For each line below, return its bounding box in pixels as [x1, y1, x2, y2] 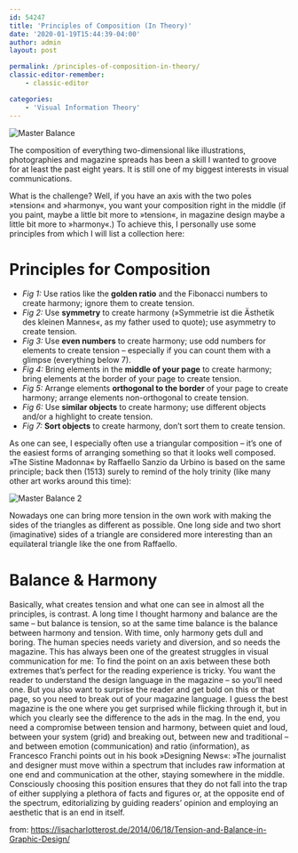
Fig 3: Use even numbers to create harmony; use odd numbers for [21, 335, 266, 347]
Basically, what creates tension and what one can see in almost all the [9, 600, 264, 610]
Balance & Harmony [9, 570, 158, 590]
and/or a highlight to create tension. [21, 411, 153, 422]
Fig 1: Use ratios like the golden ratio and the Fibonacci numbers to [21, 288, 268, 299]
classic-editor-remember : [9, 70, 105, 80]
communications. [9, 173, 73, 183]
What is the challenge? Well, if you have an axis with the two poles [9, 190, 252, 201]
